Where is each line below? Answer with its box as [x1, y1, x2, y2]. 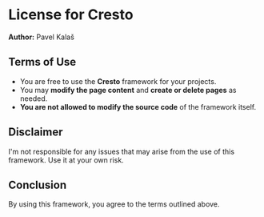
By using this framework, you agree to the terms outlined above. [8, 199, 220, 209]
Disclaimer [8, 126, 63, 139]
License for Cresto [8, 6, 134, 24]
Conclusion [8, 178, 67, 191]
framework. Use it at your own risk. [8, 155, 124, 165]
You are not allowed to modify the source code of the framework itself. [19, 102, 257, 111]
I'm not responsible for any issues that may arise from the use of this [8, 147, 234, 156]
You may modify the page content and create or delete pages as [19, 85, 238, 94]
